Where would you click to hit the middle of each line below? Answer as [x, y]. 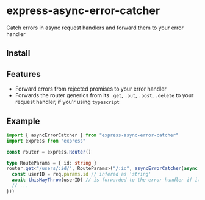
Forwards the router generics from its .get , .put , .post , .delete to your [104, 95]
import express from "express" [46, 141]
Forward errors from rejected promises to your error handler [91, 89]
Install [18, 54]
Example [23, 121]
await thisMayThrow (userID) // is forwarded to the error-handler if [102, 180]
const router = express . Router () [49, 152]
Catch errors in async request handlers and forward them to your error [95, 28]
